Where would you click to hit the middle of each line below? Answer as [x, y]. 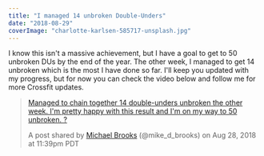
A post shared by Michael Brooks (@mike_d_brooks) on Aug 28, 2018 [142, 135]
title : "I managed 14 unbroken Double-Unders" [87, 16]
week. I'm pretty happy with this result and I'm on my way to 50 [132, 111]
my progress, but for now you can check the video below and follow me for [132, 79]
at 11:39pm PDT [54, 144]
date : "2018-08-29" [41, 23]
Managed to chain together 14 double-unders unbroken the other [135, 103]
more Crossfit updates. [46, 87]
